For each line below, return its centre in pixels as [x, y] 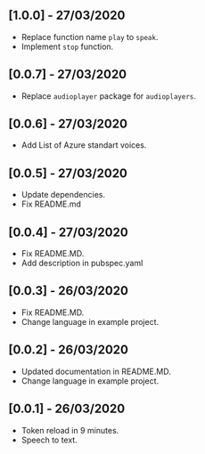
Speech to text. [49, 440]
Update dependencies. [63, 195]
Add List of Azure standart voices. [84, 145]
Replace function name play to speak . [90, 36]
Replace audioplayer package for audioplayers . [109, 96]
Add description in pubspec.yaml [82, 263]
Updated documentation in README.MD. [96, 371]
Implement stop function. [67, 46]
